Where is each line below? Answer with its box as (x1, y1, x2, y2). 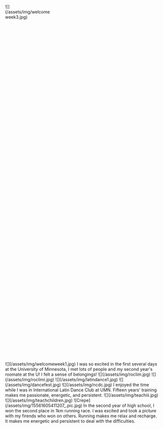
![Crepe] (73, 397, 91, 403)
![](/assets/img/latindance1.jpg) (55, 377, 118, 382)
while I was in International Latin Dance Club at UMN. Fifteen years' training (5, 387, 157, 393)
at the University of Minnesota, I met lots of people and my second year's (5, 366, 153, 372)
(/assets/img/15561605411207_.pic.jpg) (5, 403, 82, 408)
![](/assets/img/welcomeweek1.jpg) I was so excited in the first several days (5, 361, 158, 367)
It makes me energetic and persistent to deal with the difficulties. (5, 418, 136, 424)
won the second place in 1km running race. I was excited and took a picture (5, 408, 157, 413)
